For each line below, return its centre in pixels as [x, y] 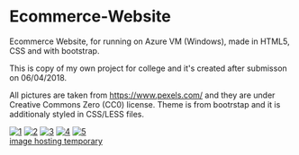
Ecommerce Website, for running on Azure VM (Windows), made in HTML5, [149, 41]
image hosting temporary [56, 141]
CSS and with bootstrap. [54, 50]
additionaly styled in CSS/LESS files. [77, 114]
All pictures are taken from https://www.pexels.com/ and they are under [142, 95]
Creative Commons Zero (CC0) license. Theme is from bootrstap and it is [145, 104]
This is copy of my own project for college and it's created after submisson [149, 68]
